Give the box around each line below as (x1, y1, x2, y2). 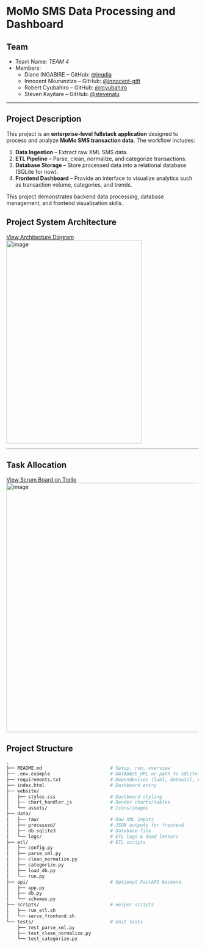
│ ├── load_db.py (6, 867, 56, 873)
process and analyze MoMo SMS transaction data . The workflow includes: (6, 136, 196, 144)
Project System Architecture (6, 217, 117, 228)
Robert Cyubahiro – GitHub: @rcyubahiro (24, 84, 128, 91)
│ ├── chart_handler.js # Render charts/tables (6, 799, 171, 805)
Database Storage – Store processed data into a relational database (15, 161, 187, 169)
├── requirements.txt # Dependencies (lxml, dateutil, (6, 776, 195, 783)
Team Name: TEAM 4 (15, 58, 69, 65)
